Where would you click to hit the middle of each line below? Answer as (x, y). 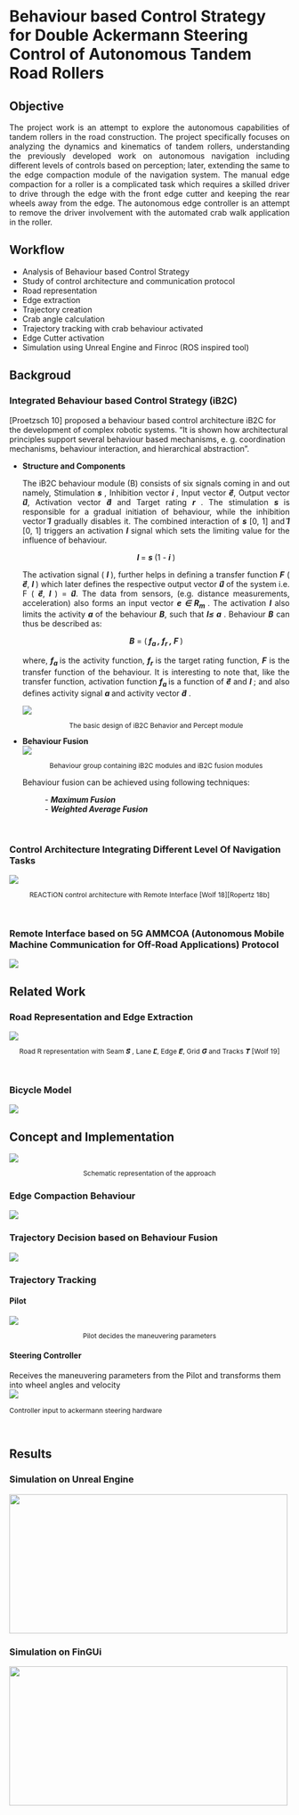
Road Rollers (57, 74)
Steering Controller (45, 1355)
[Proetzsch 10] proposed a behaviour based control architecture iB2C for (143, 420)
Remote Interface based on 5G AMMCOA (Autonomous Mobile (147, 933)
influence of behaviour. (65, 540)
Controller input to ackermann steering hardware (86, 1410)
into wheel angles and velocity (65, 1385)
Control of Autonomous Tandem (130, 54)
